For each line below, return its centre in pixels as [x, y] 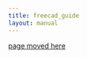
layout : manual [33, 23]
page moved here [37, 45]
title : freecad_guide [44, 15]
